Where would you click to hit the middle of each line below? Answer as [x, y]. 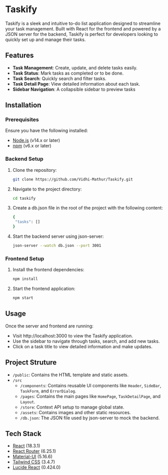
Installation [23, 105]
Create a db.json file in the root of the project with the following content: [88, 208]
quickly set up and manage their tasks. [46, 40]
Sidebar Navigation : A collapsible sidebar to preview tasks [74, 89]
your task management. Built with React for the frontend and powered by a [83, 28]
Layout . [28, 401]
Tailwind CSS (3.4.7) [34, 462]
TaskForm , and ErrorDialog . [48, 391]
